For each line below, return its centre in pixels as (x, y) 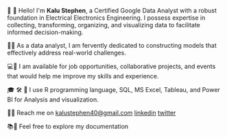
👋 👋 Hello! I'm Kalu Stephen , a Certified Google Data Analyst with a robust (112, 11)
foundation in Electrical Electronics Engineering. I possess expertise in (106, 18)
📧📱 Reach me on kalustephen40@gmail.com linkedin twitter (92, 113)
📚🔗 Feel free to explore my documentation (68, 126)
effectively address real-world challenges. (67, 52)
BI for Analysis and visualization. (53, 100)
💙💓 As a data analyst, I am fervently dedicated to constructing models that (112, 45)
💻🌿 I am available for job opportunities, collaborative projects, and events (111, 66)
